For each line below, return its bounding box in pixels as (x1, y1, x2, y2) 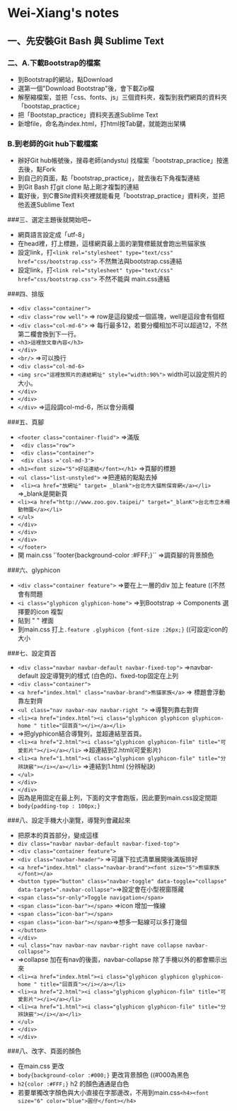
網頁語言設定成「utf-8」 (17, 231, 88, 239)
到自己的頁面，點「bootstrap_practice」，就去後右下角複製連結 (17, 174, 200, 182)
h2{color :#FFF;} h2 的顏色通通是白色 (17, 1080, 129, 1088)
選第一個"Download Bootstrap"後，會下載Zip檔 (17, 83, 154, 93)
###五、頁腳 (7, 418, 45, 426)
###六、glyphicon (7, 566, 61, 574)
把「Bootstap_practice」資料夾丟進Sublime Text (17, 110, 158, 119)
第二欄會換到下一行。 (17, 330, 80, 339)
